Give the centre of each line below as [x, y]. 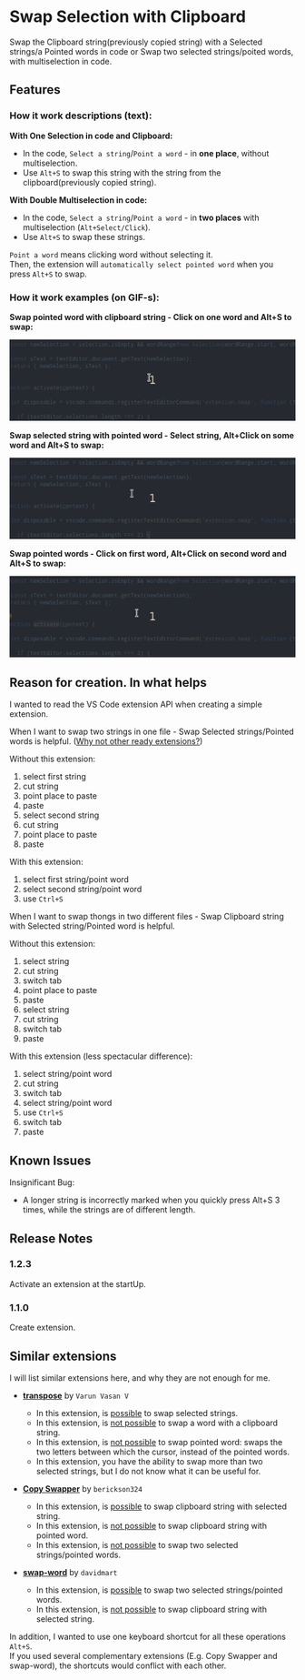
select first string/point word [76, 880]
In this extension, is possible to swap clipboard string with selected [162, 1506]
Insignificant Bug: [42, 1182]
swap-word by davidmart [70, 1572]
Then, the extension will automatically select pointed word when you [142, 264]
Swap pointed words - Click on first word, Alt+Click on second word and [148, 553]
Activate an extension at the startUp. [78, 1283]
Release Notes [51, 1238]
